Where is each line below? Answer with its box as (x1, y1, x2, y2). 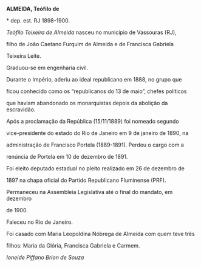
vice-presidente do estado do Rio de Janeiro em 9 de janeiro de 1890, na (6, 130, 189, 136)
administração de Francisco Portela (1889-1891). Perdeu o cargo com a (6, 141, 184, 148)
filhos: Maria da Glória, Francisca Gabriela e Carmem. (6, 242, 140, 249)
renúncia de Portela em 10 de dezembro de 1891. (6, 153, 128, 160)
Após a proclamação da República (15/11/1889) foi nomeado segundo (6, 118, 179, 125)
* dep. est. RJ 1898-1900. (6, 17, 70, 24)
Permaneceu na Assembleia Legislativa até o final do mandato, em (6, 189, 173, 195)
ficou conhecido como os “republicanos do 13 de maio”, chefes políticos (6, 88, 187, 95)
